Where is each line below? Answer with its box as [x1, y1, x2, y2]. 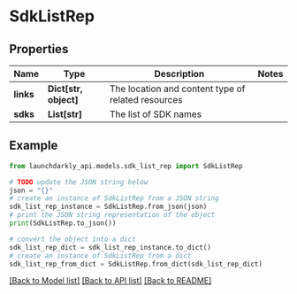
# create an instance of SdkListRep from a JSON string [9, 194, 219, 203]
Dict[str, [47, 82, 83, 95]
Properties [9, 42, 69, 57]
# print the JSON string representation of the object [9, 211, 216, 220]
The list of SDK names [109, 108, 202, 120]
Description [154, 68, 205, 80]
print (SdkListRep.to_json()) [9, 219, 117, 228]
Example [9, 138, 58, 153]
